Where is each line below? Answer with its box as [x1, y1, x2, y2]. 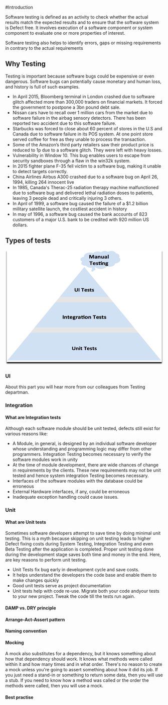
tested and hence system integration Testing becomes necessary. [12, 473, 149, 479]
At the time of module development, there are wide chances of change [12, 462, 159, 468]
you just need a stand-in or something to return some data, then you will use [5, 672, 163, 678]
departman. [5, 389, 29, 396]
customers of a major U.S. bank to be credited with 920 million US [12, 216, 149, 222]
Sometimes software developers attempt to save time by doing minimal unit [5, 530, 161, 536]
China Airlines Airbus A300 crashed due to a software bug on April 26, [12, 174, 158, 180]
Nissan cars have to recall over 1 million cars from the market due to [12, 109, 153, 115]
